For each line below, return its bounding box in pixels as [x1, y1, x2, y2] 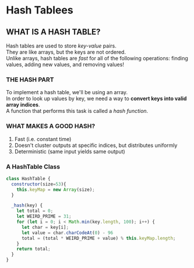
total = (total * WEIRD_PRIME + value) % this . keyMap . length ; [21, 235, 176, 241]
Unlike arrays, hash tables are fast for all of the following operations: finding [6, 55, 188, 61]
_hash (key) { [11, 202, 43, 208]
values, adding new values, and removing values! [6, 61, 124, 68]
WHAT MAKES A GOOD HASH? [6, 122, 96, 130]
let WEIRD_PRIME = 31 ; [16, 214, 72, 219]
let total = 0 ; [16, 208, 54, 214]
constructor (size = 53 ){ [11, 181, 66, 187]
